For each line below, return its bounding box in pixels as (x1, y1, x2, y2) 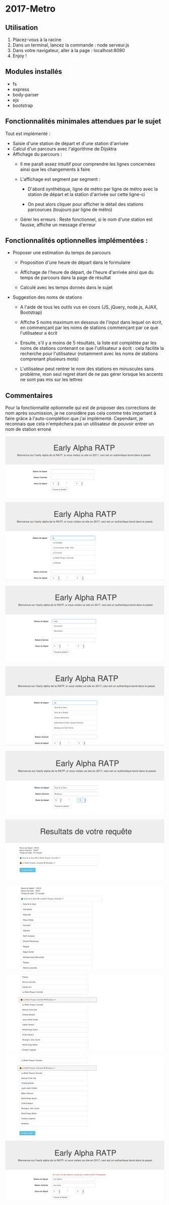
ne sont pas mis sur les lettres (20, 377, 83, 383)
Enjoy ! (12, 53, 27, 59)
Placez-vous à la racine (12, 36, 62, 43)
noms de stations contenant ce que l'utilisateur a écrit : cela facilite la (20, 345, 164, 351)
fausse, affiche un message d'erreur (20, 221, 96, 228)
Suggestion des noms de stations (12, 294, 82, 300)
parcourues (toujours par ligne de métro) (27, 206, 112, 213)
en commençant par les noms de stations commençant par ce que (20, 325, 158, 331)
